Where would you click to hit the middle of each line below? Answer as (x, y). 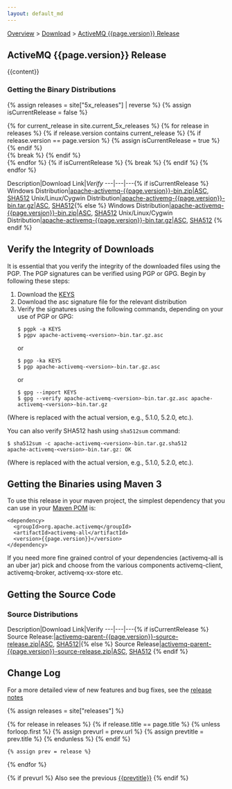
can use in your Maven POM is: (52, 508)
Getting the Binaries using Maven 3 (84, 484)
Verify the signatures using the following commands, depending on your (120, 309)
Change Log (34, 673)
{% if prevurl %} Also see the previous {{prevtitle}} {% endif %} (98, 778)
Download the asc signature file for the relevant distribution (102, 302)
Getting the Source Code (62, 595)
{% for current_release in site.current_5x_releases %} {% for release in (108, 125)
